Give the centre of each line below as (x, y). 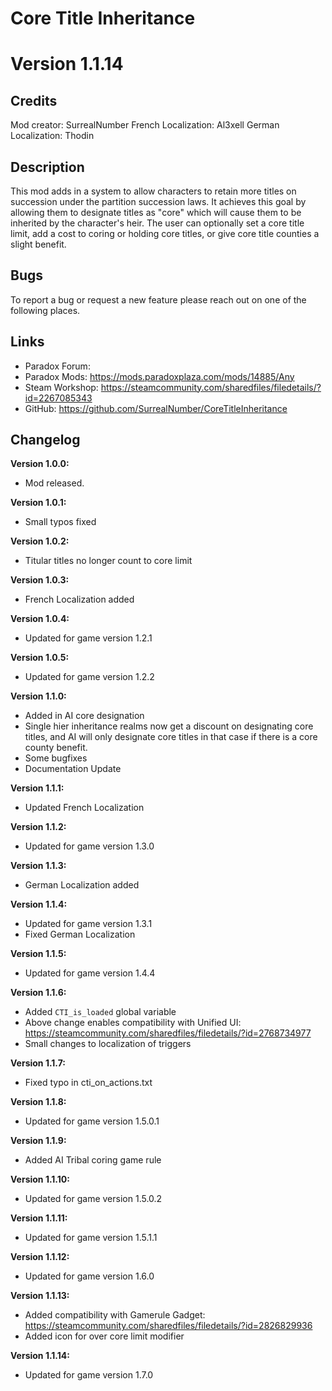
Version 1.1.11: (39, 1218)
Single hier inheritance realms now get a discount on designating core (169, 726)
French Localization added (79, 599)
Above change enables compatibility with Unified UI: (133, 1023)
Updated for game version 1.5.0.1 (92, 1121)
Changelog (45, 440)
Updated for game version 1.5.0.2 (93, 1199)
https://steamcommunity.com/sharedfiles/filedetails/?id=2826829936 (168, 1326)
